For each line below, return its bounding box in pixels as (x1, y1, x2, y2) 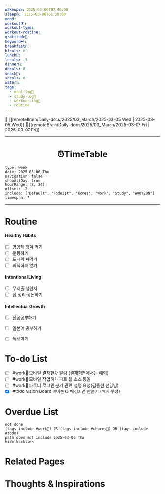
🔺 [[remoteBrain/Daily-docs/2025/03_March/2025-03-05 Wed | (5, 116, 134, 122)
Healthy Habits (5, 233, 36, 238)
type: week (5, 165, 27, 170)
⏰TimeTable (57, 149, 108, 160)
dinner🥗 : (5, 62, 23, 67)
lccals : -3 (5, 57, 27, 62)
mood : (5, 16, 16, 21)
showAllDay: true (5, 178, 41, 183)
